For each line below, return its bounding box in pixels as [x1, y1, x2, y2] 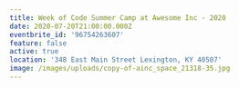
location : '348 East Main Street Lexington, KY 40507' [9, 55, 223, 64]
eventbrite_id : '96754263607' [9, 30, 125, 39]
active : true [9, 47, 59, 56]
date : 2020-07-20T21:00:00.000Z [9, 22, 132, 31]
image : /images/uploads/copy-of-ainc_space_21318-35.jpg [9, 64, 231, 73]
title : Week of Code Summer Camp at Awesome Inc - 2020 [9, 13, 226, 23]
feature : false [9, 38, 68, 48]
